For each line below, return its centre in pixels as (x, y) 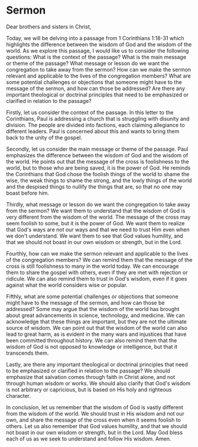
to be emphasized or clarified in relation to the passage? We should (88, 371)
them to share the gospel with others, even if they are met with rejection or (97, 272)
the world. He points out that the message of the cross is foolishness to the (98, 161)
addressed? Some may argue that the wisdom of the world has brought (93, 309)
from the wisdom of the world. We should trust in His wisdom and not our (95, 413)
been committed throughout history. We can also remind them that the (92, 340)
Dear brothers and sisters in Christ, (49, 27)
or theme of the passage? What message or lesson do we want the (88, 63)
